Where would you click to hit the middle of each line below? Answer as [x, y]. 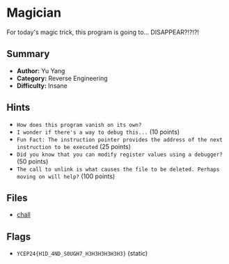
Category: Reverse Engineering [62, 78]
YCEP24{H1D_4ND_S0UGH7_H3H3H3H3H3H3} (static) [82, 254]
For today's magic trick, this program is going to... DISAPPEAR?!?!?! [103, 32]
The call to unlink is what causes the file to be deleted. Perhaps [118, 169]
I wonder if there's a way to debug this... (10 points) [98, 132]
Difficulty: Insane [42, 86]
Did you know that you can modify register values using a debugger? [120, 155]
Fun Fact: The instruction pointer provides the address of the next [120, 140]
